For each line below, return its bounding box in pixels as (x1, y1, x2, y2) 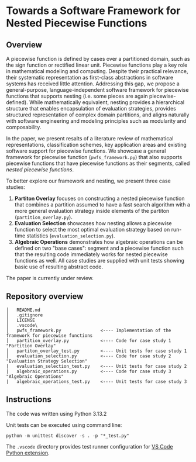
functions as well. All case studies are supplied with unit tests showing (14, 257, 185, 264)
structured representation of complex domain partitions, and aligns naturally (6, 111, 190, 118)
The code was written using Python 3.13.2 (6, 410, 107, 417)
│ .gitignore (6, 312, 43, 318)
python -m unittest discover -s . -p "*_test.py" (6, 433, 130, 439)
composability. (6, 124, 42, 130)
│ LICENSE (6, 317, 35, 323)
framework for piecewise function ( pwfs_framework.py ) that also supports (6, 154, 183, 160)
